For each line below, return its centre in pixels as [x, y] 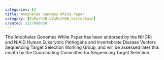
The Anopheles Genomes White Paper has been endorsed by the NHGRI [78, 37]
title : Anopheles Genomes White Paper [45, 14]
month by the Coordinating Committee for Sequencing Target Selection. [78, 53]
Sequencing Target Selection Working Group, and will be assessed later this [82, 47]
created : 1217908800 [26, 23]
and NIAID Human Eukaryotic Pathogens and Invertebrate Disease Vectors [81, 42]
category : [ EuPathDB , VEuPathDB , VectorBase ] [50, 19]
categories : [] [21, 10]
